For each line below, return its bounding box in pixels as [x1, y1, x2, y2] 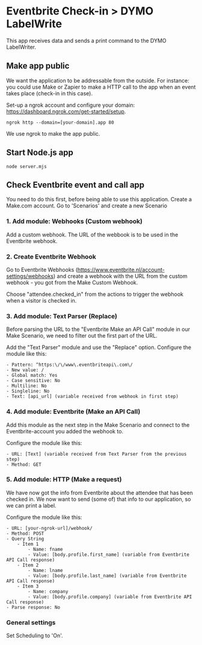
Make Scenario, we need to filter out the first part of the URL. [6, 332, 158, 339]
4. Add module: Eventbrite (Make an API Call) [6, 407, 141, 416]
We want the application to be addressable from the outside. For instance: [6, 77, 189, 84]
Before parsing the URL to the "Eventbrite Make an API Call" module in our [6, 326, 191, 333]
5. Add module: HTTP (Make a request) [6, 475, 122, 483]
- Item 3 [17, 583, 39, 589]
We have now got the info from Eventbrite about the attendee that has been [6, 489, 194, 496]
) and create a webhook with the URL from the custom [53, 272, 188, 280]
